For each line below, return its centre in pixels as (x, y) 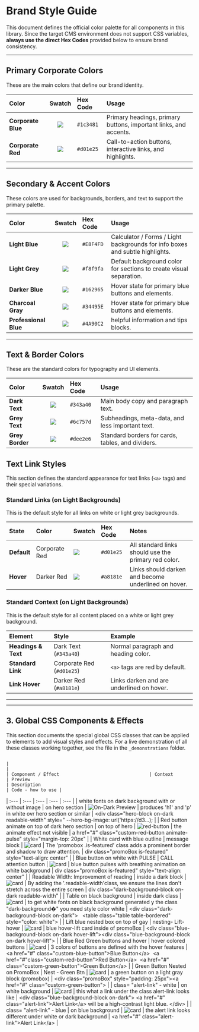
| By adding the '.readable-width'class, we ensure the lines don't (103, 883)
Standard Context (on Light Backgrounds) (67, 602)
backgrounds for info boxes (149, 244)
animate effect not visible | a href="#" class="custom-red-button (85, 832)
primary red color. (154, 560)
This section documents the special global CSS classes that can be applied (98, 735)
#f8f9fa (93, 268)
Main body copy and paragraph (144, 401)
